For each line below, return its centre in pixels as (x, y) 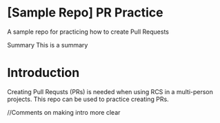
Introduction (43, 73)
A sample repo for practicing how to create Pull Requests (88, 32)
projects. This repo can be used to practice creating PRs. (88, 99)
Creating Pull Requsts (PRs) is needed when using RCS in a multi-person (110, 91)
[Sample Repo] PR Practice (85, 13)
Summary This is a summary (48, 45)
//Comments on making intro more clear (64, 112)
